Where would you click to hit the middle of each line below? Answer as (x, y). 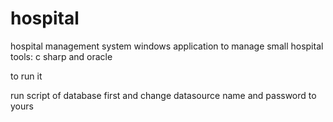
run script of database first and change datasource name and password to (163, 95)
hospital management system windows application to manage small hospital (167, 46)
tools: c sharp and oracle (61, 56)
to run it (26, 76)
